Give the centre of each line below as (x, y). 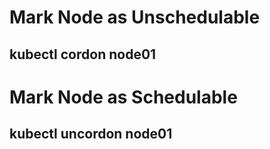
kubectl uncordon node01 (91, 134)
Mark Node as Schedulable (123, 97)
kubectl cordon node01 (83, 54)
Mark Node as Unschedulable (135, 17)
